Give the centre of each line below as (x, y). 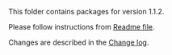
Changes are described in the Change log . (79, 42)
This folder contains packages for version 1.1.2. (86, 12)
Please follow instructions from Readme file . (82, 27)
